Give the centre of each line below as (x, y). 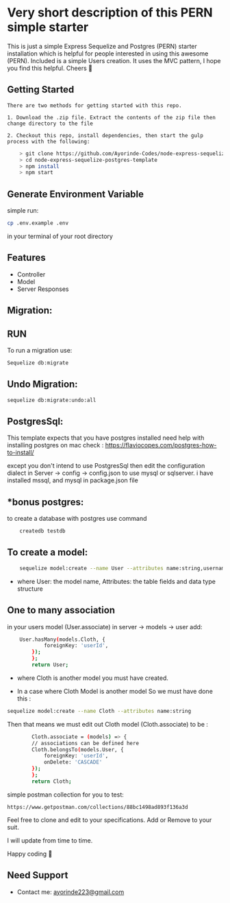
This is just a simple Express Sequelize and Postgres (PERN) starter (102, 46)
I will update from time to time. (50, 840)
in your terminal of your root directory (60, 236)
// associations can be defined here (85, 743)
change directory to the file (50, 124)
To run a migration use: (40, 350)
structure (30, 589)
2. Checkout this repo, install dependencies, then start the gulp (105, 135)
